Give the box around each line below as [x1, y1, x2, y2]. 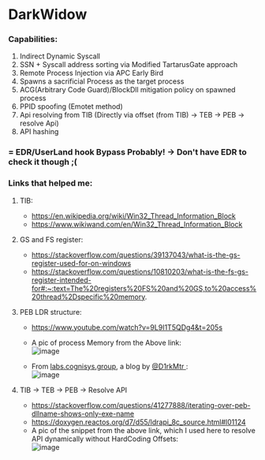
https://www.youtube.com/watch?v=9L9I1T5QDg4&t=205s [31, 322, 223, 332]
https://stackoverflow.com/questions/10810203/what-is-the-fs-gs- [31, 267, 249, 276]
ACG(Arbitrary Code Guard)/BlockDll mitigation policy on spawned [19, 85, 236, 95]
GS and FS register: [19, 234, 84, 244]
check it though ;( [8, 156, 77, 167]
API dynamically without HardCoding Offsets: [31, 434, 179, 443]
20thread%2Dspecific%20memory [31, 292, 146, 301]
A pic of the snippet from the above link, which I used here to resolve [31, 425, 256, 435]
